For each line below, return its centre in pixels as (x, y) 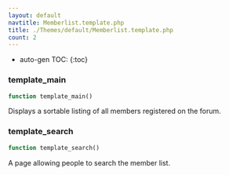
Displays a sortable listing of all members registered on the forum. (114, 111)
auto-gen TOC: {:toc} (54, 60)
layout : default (35, 15)
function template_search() (54, 148)
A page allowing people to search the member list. (89, 162)
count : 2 (22, 37)
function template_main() (50, 96)
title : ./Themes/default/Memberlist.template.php (91, 30)
